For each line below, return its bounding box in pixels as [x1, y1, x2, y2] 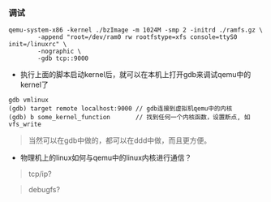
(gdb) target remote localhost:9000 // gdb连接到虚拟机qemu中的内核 [8, 105, 233, 113]
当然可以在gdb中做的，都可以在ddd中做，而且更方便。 [28, 135, 212, 145]
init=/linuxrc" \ [8, 41, 67, 49]
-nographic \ [37, 47, 82, 56]
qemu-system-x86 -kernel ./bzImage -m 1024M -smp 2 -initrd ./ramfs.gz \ [8, 26, 264, 34]
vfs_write [8, 120, 42, 129]
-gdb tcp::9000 [37, 54, 89, 62]
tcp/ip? [28, 169, 52, 179]
